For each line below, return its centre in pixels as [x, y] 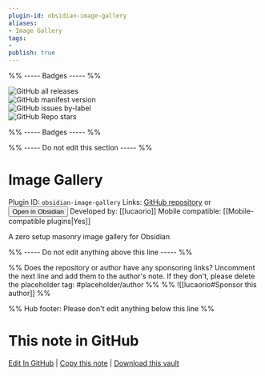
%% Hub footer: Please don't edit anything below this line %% [111, 308]
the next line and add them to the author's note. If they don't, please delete [132, 276]
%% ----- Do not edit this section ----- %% [80, 148]
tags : [17, 38]
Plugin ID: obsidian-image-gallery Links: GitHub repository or [110, 202]
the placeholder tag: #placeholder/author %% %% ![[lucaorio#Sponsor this [133, 284]
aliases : [23, 23]
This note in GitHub [74, 341]
